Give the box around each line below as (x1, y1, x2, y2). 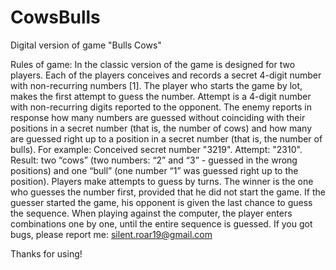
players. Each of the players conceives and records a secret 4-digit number (10, 69, 322, 81)
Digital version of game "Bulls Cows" (10, 39, 162, 51)
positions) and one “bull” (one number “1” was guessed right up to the (10, 164, 299, 176)
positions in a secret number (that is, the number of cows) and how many (10, 122, 313, 134)
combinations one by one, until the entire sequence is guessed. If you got (10, 217, 313, 230)
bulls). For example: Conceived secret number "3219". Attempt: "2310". (10, 143, 303, 155)
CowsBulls (10, 6, 101, 29)
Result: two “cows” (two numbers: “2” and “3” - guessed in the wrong (10, 154, 298, 166)
